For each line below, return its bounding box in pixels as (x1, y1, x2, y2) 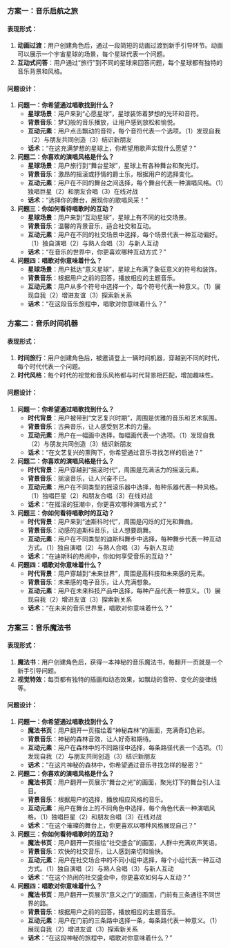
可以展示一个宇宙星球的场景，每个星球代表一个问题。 (17, 50, 169, 58)
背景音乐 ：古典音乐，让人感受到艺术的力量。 (27, 422, 155, 430)
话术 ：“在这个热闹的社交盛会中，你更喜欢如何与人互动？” (27, 873, 191, 881)
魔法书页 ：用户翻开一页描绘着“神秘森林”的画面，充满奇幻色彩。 (27, 726, 209, 734)
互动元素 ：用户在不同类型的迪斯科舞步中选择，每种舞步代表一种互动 (27, 535, 222, 543)
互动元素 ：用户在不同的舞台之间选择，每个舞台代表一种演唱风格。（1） (27, 178, 224, 187)
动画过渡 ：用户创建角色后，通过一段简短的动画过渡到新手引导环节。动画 (17, 41, 223, 50)
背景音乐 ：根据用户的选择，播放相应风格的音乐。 (27, 795, 167, 803)
